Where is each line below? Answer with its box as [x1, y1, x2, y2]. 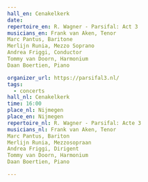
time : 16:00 [7, 100, 42, 108]
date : [7, 17, 23, 24]
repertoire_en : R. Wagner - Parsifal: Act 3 [7, 23, 138, 30]
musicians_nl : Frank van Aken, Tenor [7, 126, 117, 133]
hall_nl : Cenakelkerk [7, 94, 70, 101]
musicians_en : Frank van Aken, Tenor [7, 29, 117, 37]
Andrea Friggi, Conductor [7, 49, 82, 56]
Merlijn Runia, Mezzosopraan [7, 139, 92, 146]
